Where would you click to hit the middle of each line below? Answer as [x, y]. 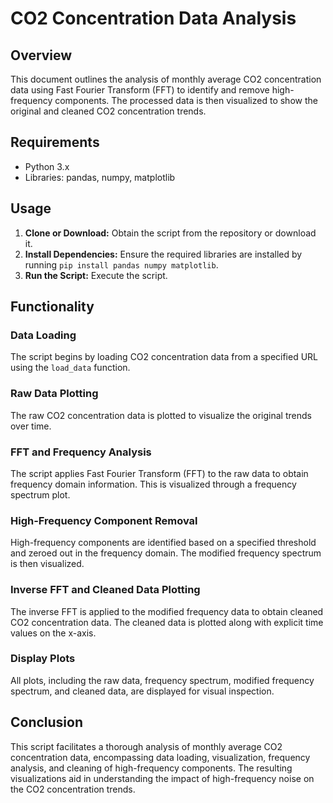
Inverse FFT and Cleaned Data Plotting [105, 590]
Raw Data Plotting [54, 394]
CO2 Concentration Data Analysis [153, 18]
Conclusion [47, 722]
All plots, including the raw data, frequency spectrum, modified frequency [162, 680]
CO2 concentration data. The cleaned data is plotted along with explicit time [167, 622]
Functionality [52, 307]
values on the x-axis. [53, 633]
